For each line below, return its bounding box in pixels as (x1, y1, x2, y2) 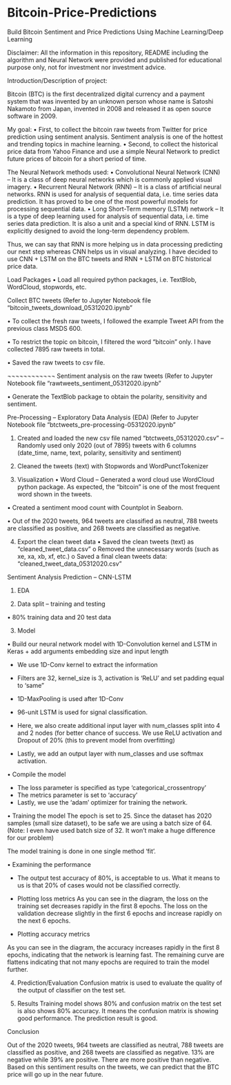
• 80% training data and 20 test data (7, 613, 112, 621)
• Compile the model (7, 770, 66, 778)
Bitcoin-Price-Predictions (7, 5, 157, 21)
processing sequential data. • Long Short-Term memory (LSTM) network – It (7, 204, 224, 213)
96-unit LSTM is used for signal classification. (17, 708, 148, 716)
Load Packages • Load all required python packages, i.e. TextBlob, (7, 275, 197, 284)
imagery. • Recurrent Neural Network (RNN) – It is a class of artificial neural (7, 182, 222, 191)
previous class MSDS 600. (7, 324, 83, 332)
